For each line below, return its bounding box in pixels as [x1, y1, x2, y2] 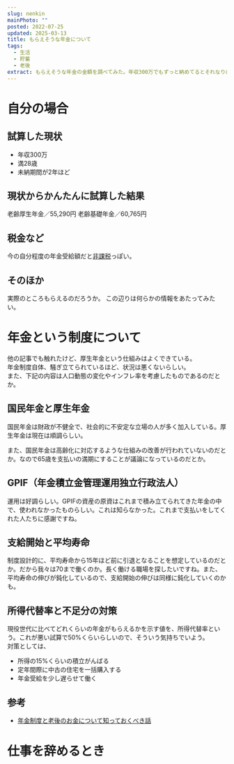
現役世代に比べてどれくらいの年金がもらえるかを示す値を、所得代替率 [7, 625, 209, 633]
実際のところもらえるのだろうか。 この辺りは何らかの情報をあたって [7, 294, 203, 302]
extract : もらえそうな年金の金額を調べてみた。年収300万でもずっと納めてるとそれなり [7, 68, 226, 75]
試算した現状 [7, 130, 63, 143]
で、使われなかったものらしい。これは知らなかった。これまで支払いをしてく [7, 506, 226, 514]
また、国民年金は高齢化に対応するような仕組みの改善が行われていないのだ [7, 446, 221, 454]
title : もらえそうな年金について [7, 36, 92, 43]
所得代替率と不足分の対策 [7, 605, 117, 616]
